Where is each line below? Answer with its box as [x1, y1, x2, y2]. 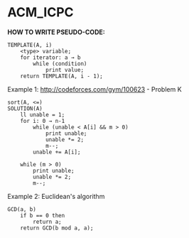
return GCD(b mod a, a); [20, 225, 94, 232]
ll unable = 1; [20, 111, 65, 118]
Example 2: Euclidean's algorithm [7, 192, 105, 200]
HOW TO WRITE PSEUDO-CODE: [7, 28, 105, 36]
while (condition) [33, 60, 87, 67]
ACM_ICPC [7, 4, 74, 21]
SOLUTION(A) [7, 104, 43, 112]
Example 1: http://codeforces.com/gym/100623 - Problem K [7, 85, 183, 93]
